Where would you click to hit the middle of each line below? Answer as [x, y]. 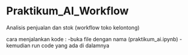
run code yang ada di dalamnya [71, 45]
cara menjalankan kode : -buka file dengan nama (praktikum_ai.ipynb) [92, 39]
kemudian [19, 45]
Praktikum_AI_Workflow [67, 11]
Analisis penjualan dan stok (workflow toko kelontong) [73, 27]
